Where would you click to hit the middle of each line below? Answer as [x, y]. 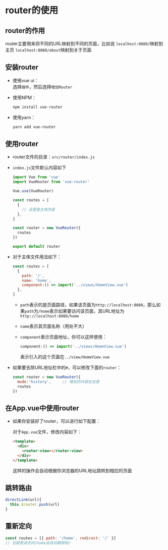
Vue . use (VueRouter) [33, 191]
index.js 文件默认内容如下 [39, 168]
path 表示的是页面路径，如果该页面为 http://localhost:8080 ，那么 [88, 305]
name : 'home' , [37, 281]
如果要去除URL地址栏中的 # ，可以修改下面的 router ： [67, 367]
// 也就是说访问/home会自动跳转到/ [38, 543]
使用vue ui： [25, 80]
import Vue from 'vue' [36, 177]
